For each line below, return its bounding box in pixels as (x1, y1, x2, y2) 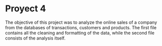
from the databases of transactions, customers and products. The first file (5, 24, 157, 30)
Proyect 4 (5, 3, 46, 14)
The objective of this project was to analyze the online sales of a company (5, 19, 158, 25)
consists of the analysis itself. (5, 35, 66, 41)
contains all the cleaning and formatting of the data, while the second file (5, 30, 155, 36)
